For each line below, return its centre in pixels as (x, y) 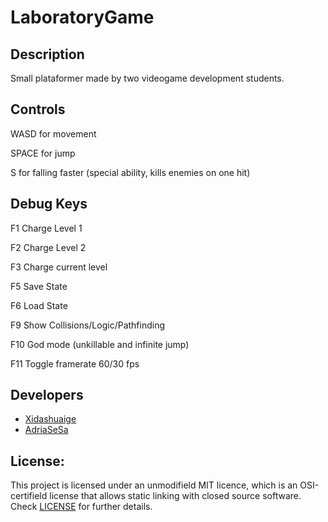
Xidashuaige (50, 419)
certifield (29, 496)
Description (47, 54)
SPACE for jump (43, 153)
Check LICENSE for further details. (81, 507)
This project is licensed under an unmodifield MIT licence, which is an (154, 485)
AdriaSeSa (46, 430)
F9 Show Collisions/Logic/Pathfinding (88, 325)
